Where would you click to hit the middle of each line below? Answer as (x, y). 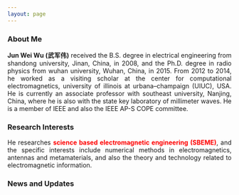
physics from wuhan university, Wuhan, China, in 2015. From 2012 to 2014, (119, 70)
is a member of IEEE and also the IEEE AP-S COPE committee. (98, 108)
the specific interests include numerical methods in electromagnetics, (119, 150)
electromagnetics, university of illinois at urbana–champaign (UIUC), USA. (119, 85)
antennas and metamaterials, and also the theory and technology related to (119, 158)
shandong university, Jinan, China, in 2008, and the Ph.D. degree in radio (119, 63)
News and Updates (41, 184)
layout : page (27, 14)
